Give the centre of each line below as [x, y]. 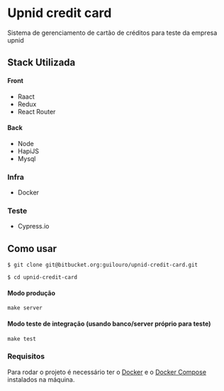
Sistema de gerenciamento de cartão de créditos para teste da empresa [112, 33]
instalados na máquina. [41, 379]
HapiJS [28, 151]
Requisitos [26, 356]
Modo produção [31, 293]
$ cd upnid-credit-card [43, 277]
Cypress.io [33, 226]
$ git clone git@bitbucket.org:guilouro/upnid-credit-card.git [103, 265]
